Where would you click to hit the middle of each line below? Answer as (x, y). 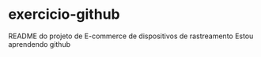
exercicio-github (64, 14)
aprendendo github (40, 44)
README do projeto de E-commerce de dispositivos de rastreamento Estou (131, 36)
